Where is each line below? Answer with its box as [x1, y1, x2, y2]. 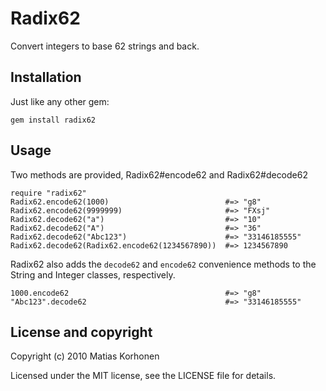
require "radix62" [10, 188, 87, 198]
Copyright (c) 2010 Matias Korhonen [10, 350, 160, 362]
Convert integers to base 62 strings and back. [10, 40, 200, 52]
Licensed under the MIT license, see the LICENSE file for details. [10, 370, 277, 382]
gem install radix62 [10, 115, 97, 125]
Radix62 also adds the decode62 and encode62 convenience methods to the [10, 258, 317, 270]
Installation [10, 69, 82, 86]
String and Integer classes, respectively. [10, 268, 176, 281]
